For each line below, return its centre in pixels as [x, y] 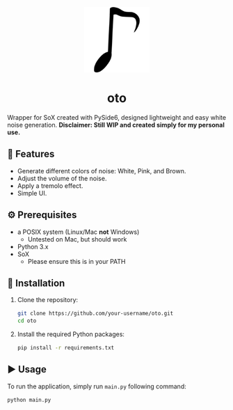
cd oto [27, 321]
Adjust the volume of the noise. [62, 178]
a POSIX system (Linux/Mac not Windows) [78, 232]
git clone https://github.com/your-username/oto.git [95, 314]
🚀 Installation [36, 283]
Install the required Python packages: [71, 334]
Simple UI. [32, 193]
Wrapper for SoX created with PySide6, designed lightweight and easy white [117, 117]
